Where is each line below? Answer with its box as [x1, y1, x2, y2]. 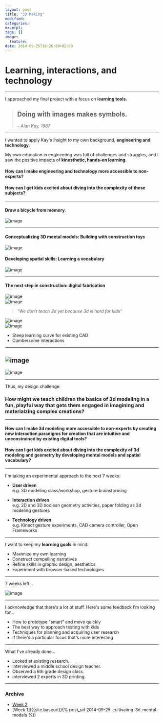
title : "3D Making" [5, 12, 45, 17]
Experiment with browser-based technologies [12, 566, 104, 572]
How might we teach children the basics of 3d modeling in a [5, 395, 150, 402]
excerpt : [5, 25, 23, 30]
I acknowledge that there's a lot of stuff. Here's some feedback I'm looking [5, 604, 155, 610]
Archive [5, 690, 24, 697]
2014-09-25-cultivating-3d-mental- [86, 707, 159, 713]
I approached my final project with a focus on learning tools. [5, 96, 127, 102]
